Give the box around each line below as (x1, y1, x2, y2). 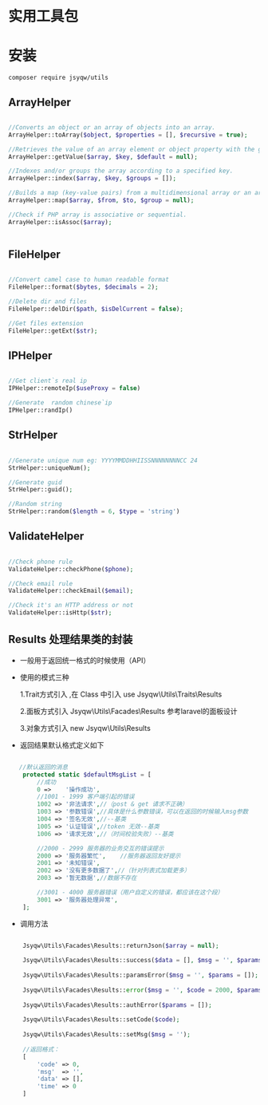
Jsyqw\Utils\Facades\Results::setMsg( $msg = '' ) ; (22, 1031, 191, 1039)
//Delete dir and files (8, 298, 88, 306)
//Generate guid (8, 478, 62, 487)
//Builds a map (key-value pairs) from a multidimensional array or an (8, 189, 251, 197)
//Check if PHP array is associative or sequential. (8, 211, 187, 219)
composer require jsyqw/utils (8, 73, 109, 82)
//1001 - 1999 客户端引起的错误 (37, 793, 135, 801)
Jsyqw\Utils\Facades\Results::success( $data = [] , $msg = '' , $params (22, 957, 262, 965)
